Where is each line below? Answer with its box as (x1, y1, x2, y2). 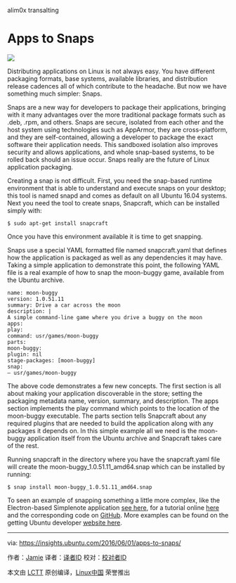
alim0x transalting (7, 6, 59, 14)
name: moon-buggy (7, 289, 58, 296)
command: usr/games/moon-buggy (7, 332, 99, 340)
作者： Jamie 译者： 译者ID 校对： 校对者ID (7, 553, 127, 561)
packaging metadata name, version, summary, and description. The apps (7, 397, 219, 405)
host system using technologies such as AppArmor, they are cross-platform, (7, 125, 228, 134)
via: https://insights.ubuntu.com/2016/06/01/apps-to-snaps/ (7, 538, 181, 547)
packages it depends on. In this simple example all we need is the (7, 426, 197, 435)
